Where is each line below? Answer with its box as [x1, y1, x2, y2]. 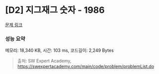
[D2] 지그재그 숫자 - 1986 [5, 4, 105, 16]
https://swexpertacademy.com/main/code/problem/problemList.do [17, 64, 155, 70]
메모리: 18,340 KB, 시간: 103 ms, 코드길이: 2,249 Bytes [5, 47, 114, 53]
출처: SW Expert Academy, [17, 58, 72, 64]
